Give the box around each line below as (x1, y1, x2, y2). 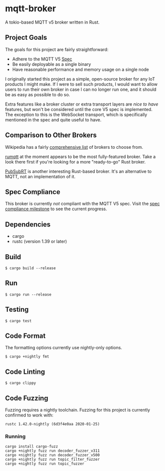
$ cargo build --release (5, 266, 56, 271)
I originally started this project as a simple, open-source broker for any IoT (5, 76, 155, 82)
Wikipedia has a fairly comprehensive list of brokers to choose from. (5, 144, 143, 150)
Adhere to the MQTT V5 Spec (12, 56, 72, 62)
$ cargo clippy (5, 381, 36, 386)
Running (5, 433, 26, 440)
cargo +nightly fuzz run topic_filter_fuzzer (5, 457, 100, 462)
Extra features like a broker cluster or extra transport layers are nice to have (5, 101, 159, 107)
